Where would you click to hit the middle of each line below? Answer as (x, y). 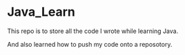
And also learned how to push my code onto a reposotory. (90, 44)
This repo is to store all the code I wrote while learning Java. (93, 31)
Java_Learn (41, 12)
